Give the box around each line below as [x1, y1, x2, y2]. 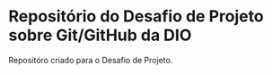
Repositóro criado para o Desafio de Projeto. [8, 54, 173, 65]
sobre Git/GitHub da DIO [8, 25, 192, 45]
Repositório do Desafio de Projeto [8, 6, 264, 27]
